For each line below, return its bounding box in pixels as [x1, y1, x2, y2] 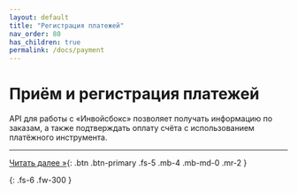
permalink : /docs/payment [9, 46, 104, 55]
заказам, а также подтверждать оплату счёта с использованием [9, 123, 255, 134]
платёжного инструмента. [9, 132, 108, 143]
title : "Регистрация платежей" [9, 21, 125, 30]
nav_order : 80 [9, 29, 62, 38]
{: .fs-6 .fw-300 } [9, 174, 72, 186]
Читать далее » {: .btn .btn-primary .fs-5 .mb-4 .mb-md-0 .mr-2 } [9, 158, 247, 168]
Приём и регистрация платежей [9, 84, 260, 104]
